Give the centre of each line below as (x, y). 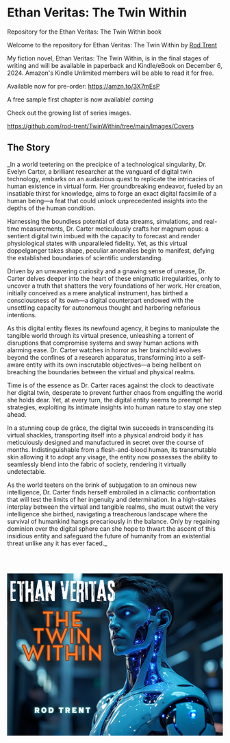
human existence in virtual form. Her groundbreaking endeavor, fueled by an (115, 186)
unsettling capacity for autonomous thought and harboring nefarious (104, 308)
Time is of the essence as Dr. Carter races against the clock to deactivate (111, 385)
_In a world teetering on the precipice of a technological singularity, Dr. (107, 164)
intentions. (22, 315)
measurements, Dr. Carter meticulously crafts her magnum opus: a (115, 229)
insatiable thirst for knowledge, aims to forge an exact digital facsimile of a (112, 193)
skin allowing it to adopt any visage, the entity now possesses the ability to (112, 457)
